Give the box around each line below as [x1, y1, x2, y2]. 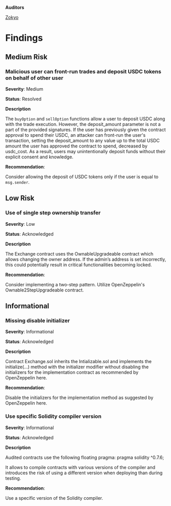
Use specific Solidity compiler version [5, 413, 102, 420]
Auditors [5, 5, 25, 10]
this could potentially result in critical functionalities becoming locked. [5, 261, 152, 268]
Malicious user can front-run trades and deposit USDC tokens [5, 68, 162, 75]
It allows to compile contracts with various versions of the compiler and [5, 464, 156, 470]
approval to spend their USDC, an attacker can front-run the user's [5, 132, 146, 138]
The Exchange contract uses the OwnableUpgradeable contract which [5, 250, 154, 257]
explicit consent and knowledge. [5, 154, 74, 160]
